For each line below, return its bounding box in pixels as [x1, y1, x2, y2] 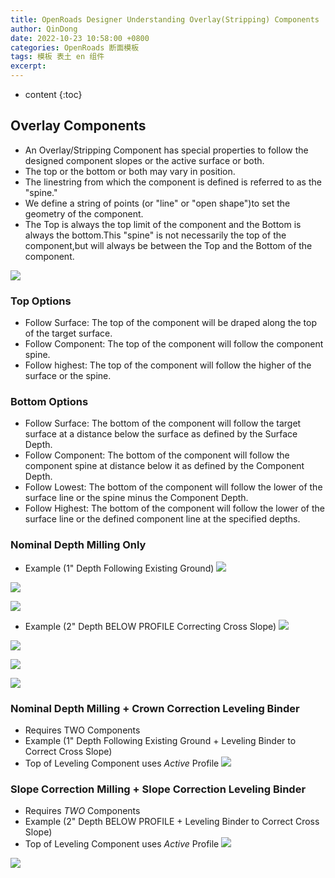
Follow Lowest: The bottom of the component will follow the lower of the [24, 481, 323, 493]
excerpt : [10, 61, 47, 71]
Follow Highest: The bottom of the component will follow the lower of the [24, 502, 325, 515]
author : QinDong [10, 24, 78, 34]
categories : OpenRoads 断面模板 [10, 42, 140, 53]
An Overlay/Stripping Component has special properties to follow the [24, 144, 309, 156]
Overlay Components [10, 117, 147, 135]
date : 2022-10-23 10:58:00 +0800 [10, 33, 150, 43]
